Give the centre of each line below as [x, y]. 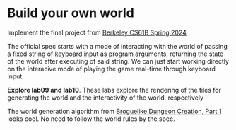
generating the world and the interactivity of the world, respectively [105, 97]
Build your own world [71, 13]
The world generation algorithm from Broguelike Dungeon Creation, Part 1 [114, 111]
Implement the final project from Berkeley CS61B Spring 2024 [97, 32]
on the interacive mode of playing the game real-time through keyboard [111, 69]
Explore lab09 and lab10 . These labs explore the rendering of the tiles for [114, 90]
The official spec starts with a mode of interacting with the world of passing [117, 46]
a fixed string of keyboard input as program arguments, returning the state [116, 54]
